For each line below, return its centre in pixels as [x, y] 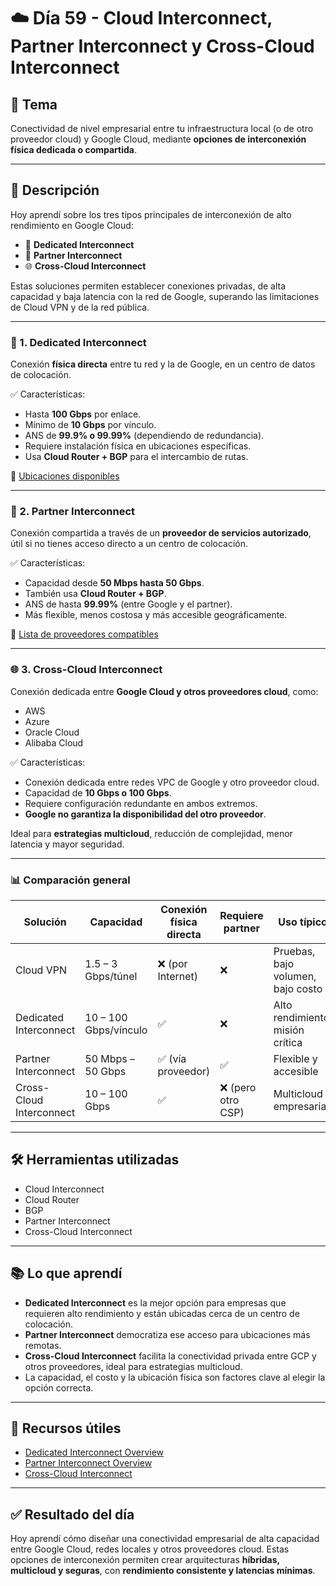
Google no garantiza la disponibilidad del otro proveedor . [145, 814]
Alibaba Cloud [54, 742]
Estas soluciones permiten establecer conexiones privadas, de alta [148, 286]
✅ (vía [172, 1058]
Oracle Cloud [52, 732]
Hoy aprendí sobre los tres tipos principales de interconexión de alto [151, 214]
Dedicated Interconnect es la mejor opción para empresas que [155, 1302]
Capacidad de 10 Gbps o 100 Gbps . [98, 792]
